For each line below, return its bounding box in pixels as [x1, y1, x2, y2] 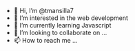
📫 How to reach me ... [13, 37, 78, 44]
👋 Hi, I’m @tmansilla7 [13, 7, 74, 14]
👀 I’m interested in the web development [13, 14, 129, 22]
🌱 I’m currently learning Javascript [13, 21, 112, 29]
